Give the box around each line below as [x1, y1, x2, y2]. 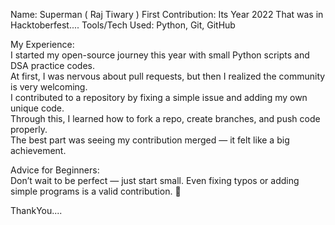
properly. [10, 124, 48, 135]
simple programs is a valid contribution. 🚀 [10, 185, 182, 197]
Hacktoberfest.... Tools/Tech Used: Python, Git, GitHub [10, 19, 236, 31]
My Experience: [10, 39, 75, 50]
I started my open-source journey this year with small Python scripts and [10, 49, 310, 61]
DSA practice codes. [10, 60, 96, 71]
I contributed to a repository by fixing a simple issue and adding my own [10, 92, 308, 103]
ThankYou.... [10, 205, 63, 216]
